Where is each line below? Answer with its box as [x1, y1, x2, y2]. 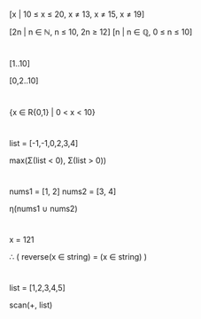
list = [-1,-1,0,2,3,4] [9, 137, 79, 148]
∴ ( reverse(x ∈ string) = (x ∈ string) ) [9, 252, 148, 262]
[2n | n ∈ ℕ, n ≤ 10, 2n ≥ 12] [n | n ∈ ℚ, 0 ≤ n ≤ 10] [9, 27, 193, 37]
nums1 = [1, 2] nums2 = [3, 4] [9, 186, 117, 197]
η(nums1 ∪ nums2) [9, 203, 78, 214]
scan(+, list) [9, 300, 53, 310]
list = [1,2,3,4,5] [9, 283, 66, 293]
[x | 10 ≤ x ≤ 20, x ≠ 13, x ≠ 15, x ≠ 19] [9, 9, 145, 19]
